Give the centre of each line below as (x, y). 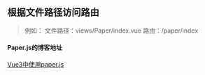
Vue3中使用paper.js (36, 65)
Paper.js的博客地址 (35, 48)
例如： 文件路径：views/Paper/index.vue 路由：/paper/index (111, 31)
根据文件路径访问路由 (53, 12)
